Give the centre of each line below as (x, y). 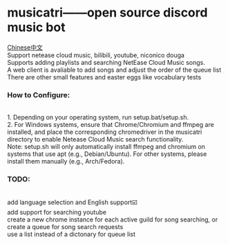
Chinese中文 (25, 47)
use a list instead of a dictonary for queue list (72, 234)
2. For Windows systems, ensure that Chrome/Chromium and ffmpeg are (111, 125)
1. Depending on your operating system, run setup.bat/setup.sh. (98, 117)
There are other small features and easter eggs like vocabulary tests (104, 77)
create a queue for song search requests (65, 226)
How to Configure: (39, 95)
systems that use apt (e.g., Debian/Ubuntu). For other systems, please (107, 154)
